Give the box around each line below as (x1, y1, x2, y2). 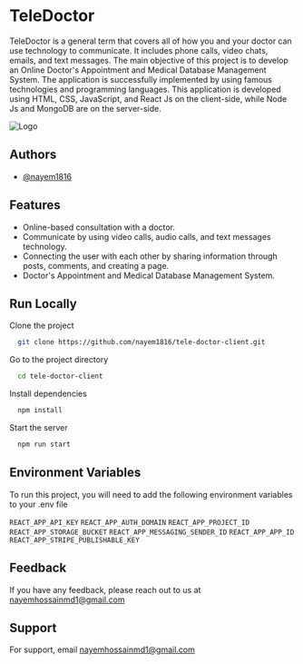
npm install (17, 406, 64, 415)
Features (9, 197, 61, 213)
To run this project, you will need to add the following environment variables (9, 489, 293, 500)
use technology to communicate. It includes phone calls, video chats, (9, 45, 269, 55)
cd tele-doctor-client (17, 372, 103, 382)
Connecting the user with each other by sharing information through (22, 251, 279, 262)
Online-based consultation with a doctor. (22, 222, 175, 233)
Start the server (9, 422, 68, 432)
